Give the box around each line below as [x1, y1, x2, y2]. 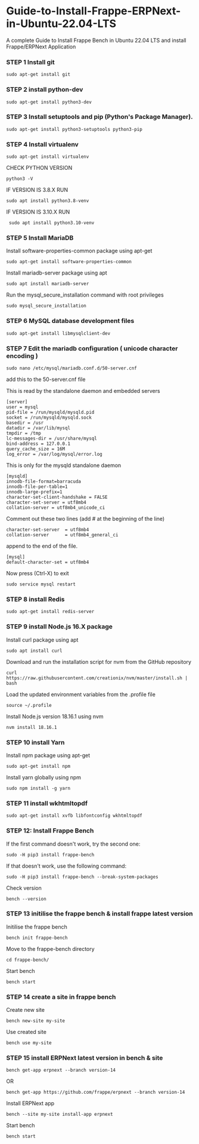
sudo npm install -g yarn [6, 785, 70, 791]
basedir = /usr [6, 420, 44, 426]
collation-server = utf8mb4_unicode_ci [6, 505, 105, 511]
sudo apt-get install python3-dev [6, 99, 92, 105]
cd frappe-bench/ [6, 957, 49, 963]
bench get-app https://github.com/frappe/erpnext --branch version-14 [6, 1090, 185, 1096]
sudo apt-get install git [6, 72, 70, 78]
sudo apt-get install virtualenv [6, 154, 89, 160]
